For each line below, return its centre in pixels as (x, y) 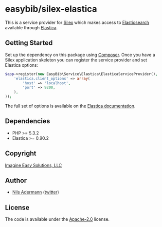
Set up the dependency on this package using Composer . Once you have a (80, 55)
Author (16, 180)
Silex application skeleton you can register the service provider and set (76, 60)
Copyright (21, 154)
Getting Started (29, 43)
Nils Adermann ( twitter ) (36, 192)
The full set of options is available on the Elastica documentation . (70, 106)
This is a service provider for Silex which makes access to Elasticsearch (77, 22)
